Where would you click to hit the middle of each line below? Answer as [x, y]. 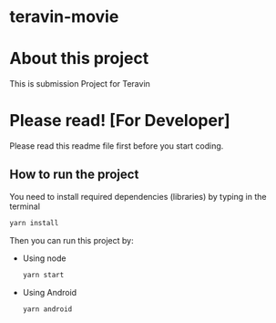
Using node [44, 258]
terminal [25, 206]
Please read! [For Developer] [120, 121]
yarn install [34, 223]
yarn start [43, 275]
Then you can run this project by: [72, 240]
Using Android [50, 292]
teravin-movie [64, 17]
